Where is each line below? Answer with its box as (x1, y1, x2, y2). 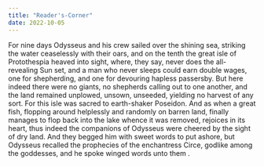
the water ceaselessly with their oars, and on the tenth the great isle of (8, 49, 237, 58)
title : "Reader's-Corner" (8, 11, 93, 20)
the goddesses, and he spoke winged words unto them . (8, 148, 190, 157)
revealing (8, 65, 38, 74)
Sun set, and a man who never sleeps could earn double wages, (39, 65, 247, 74)
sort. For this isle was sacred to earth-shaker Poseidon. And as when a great (8, 99, 256, 108)
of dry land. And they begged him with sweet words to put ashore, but (8, 132, 236, 141)
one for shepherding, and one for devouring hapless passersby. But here (8, 74, 244, 83)
